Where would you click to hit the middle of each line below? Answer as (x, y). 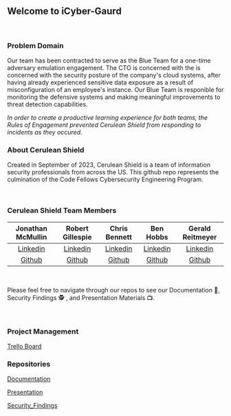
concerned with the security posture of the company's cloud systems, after (114, 76)
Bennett (119, 237)
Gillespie (77, 237)
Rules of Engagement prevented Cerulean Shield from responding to (104, 125)
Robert (77, 228)
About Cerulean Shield (46, 150)
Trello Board (24, 346)
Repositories (29, 364)
